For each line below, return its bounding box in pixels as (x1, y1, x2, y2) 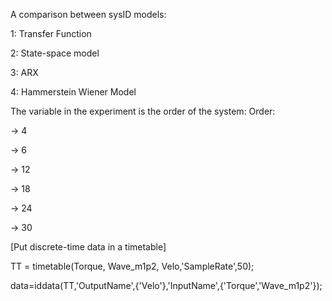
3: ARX (10, 67, 39, 78)
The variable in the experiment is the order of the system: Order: (10, 105, 276, 117)
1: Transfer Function (10, 28, 92, 39)
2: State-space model (10, 47, 100, 59)
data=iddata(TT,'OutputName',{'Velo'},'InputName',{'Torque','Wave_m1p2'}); (10, 280, 323, 291)
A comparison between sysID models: (10, 9, 167, 20)
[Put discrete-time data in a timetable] (10, 241, 167, 253)
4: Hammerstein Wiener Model (10, 86, 137, 98)
